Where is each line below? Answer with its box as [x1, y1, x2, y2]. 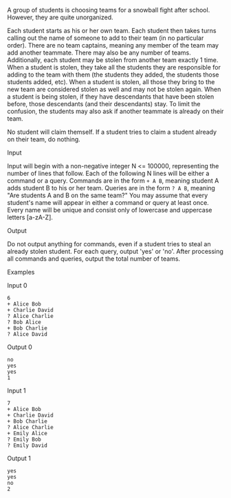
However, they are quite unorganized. [7, 13, 113, 21]
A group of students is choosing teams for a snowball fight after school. [7, 6, 210, 14]
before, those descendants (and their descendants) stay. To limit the [7, 100, 201, 108]
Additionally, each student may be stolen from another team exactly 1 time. [7, 56, 219, 64]
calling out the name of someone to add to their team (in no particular [7, 34, 204, 42]
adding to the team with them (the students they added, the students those [7, 70, 219, 79]
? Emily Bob [7, 436, 41, 443]
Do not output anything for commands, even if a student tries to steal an [7, 240, 211, 248]
